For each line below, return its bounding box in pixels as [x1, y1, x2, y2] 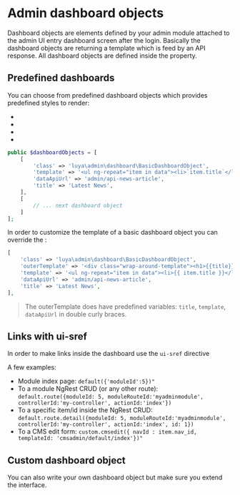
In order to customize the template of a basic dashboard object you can [7, 228, 218, 237]
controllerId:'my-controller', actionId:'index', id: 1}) [17, 421, 194, 429]
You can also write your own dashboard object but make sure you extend [7, 473, 223, 482]
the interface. [7, 481, 47, 489]
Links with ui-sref [7, 330, 88, 342]
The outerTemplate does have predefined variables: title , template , [24, 302, 226, 311]
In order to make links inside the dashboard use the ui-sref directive [7, 349, 210, 358]
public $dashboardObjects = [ [7, 148, 98, 156]
